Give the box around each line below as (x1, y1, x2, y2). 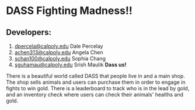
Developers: (6, 27, 51, 37)
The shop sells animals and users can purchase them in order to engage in (6, 79, 186, 86)
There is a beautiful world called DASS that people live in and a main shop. (6, 73, 185, 79)
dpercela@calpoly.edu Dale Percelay (14, 42, 103, 49)
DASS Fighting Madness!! (6, 4, 133, 17)
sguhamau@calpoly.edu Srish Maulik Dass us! (14, 61, 127, 68)
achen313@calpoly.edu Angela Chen (14, 49, 103, 56)
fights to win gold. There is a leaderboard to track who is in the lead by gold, (6, 85, 190, 91)
